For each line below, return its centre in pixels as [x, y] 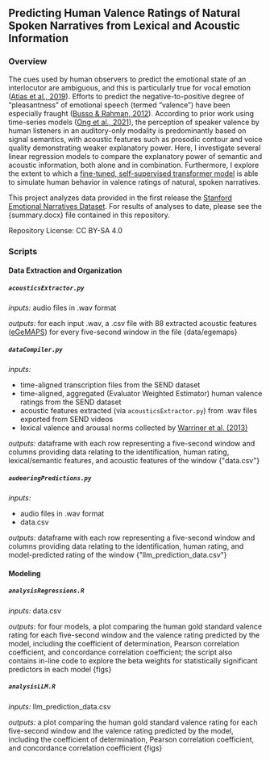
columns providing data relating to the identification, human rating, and [126, 546]
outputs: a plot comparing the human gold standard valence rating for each [133, 722]
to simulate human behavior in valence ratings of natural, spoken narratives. [134, 182]
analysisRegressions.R [46, 591]
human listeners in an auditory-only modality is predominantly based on [127, 130]
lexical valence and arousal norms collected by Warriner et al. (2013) [134, 428]
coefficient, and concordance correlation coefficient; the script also [120, 652]
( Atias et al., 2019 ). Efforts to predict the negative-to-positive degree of [126, 96]
